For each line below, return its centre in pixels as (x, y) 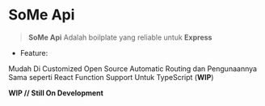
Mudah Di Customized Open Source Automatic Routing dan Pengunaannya (132, 68)
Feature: (34, 53)
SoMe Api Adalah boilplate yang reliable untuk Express (120, 37)
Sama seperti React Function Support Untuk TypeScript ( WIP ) (111, 77)
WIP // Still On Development (56, 93)
